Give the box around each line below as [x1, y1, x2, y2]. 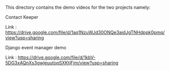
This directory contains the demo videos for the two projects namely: [5, 5, 151, 10]
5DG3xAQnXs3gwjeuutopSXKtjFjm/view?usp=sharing [5, 60, 118, 65]
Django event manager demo [5, 45, 66, 50]
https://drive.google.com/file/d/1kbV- [17, 54, 96, 60]
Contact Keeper [5, 14, 39, 20]
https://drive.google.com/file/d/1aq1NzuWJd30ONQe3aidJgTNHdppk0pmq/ [5, 29, 165, 35]
